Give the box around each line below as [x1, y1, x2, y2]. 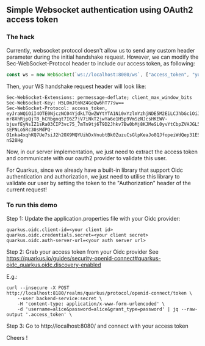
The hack [6, 33, 35, 42]
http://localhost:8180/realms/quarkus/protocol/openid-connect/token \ [6, 290, 192, 296]
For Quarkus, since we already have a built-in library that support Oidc [6, 166, 183, 174]
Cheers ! [6, 334, 28, 341]
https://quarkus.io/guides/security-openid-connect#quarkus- [6, 254, 161, 262]
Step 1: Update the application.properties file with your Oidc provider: [6, 215, 181, 222]
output [6, 311, 23, 317]
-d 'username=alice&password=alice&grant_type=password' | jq [17, 306, 179, 312]
